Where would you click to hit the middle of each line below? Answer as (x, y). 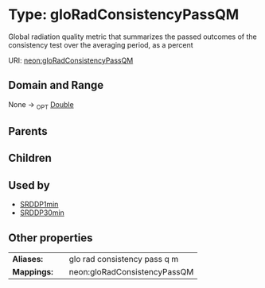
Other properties (51, 238)
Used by (29, 185)
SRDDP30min (42, 213)
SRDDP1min (39, 205)
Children (30, 158)
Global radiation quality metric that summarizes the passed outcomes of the (132, 36)
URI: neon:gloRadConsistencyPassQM (71, 60)
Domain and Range (56, 85)
